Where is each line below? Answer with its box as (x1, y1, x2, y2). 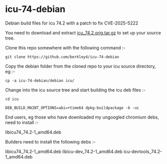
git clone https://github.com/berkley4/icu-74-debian (5, 54, 120, 59)
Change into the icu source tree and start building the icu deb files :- (5, 86, 146, 93)
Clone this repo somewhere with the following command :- (5, 44, 126, 50)
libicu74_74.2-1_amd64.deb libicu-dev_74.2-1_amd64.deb (5, 148, 123, 154)
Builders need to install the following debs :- (5, 138, 96, 144)
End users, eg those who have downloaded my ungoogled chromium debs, (5, 114, 160, 120)
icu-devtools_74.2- (124, 148, 163, 154)
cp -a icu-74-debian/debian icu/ (5, 78, 75, 83)
